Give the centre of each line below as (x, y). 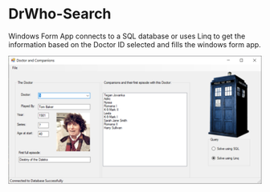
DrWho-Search (60, 14)
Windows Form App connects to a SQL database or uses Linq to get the (127, 36)
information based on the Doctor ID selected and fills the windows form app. (135, 44)
